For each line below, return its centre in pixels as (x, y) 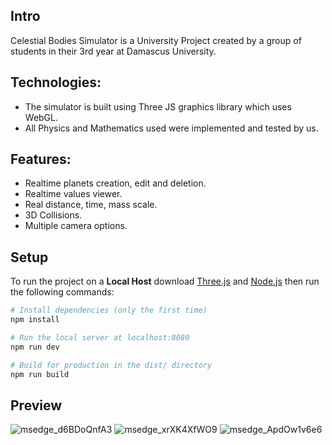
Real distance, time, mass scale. (91, 205)
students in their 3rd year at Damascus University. (113, 51)
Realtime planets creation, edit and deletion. (115, 183)
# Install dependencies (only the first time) (109, 310)
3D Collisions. (53, 215)
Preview (36, 405)
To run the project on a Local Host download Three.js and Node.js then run (165, 281)
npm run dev (35, 347)
